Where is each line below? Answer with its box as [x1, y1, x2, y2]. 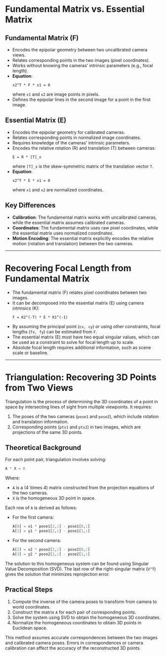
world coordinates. [12, 604, 51, 609]
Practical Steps [5, 585, 53, 594]
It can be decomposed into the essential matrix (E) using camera [12, 300, 144, 306]
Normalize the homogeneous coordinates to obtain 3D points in [12, 619, 142, 625]
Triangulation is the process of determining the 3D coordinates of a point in [5, 398, 158, 404]
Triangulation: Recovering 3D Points [5, 372, 157, 383]
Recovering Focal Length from [5, 262, 132, 274]
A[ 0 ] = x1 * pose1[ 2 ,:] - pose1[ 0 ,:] [12, 524, 90, 529]
